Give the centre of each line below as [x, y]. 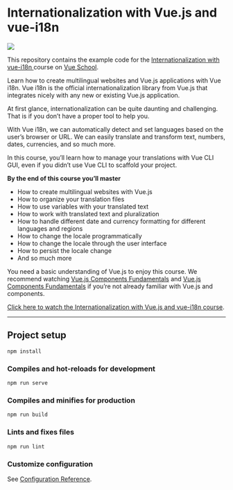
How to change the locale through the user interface [92, 243]
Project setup [37, 335]
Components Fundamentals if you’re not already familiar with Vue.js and [110, 286]
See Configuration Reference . [50, 479]
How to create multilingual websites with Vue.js [85, 191]
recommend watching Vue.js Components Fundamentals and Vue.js [104, 279]
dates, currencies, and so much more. [61, 144]
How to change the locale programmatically [79, 236]
